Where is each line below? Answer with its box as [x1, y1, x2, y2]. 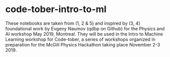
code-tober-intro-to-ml [5, 4, 107, 15]
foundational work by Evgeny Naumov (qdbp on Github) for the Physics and [5, 25, 165, 31]
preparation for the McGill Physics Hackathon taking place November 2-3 [5, 41, 160, 47]
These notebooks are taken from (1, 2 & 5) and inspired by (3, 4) [5, 20, 141, 26]
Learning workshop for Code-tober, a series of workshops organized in [5, 36, 156, 42]
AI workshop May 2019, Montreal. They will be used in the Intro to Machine [5, 31, 163, 37]
